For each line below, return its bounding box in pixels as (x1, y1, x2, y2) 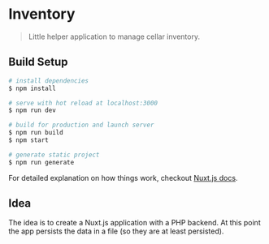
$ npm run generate (8, 158, 75, 166)
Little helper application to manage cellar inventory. (28, 32, 201, 41)
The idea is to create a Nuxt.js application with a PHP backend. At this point (8, 218, 262, 228)
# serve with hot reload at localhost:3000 (8, 99, 158, 107)
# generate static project (8, 151, 100, 159)
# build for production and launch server (8, 121, 154, 130)
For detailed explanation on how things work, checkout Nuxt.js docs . (8, 173, 238, 182)
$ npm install (8, 84, 57, 92)
